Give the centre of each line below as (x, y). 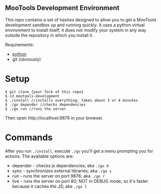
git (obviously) (27, 59)
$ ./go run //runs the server (36, 109)
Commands (29, 137)
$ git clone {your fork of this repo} (44, 92)
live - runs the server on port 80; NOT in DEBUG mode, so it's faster (80, 181)
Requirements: (19, 44)
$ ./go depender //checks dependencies (45, 105)
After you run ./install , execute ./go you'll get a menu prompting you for (79, 151)
